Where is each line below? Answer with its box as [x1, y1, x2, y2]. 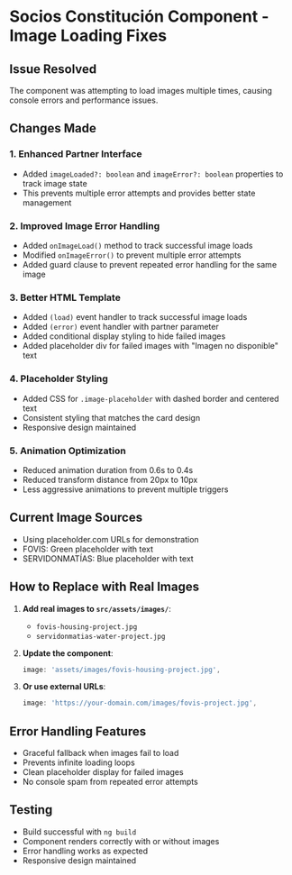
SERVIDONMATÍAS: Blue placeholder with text [22, 552, 194, 564]
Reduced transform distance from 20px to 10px [22, 474, 198, 485]
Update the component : [22, 647, 114, 659]
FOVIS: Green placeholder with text [22, 543, 154, 554]
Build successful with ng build [22, 826, 137, 837]
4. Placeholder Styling [9, 372, 108, 385]
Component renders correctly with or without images [22, 835, 220, 846]
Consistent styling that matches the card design [22, 412, 201, 423]
